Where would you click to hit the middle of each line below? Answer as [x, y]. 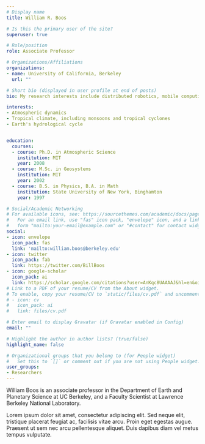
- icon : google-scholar [37, 271]
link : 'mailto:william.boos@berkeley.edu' [67, 249]
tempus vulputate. [29, 435]
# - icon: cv [23, 300]
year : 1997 [31, 198]
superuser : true [27, 34]
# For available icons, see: [43, 214]
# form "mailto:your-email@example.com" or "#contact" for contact [97, 226]
